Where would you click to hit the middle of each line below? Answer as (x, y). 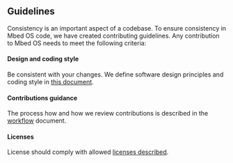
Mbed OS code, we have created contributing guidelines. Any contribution (114, 36)
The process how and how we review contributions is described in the (108, 114)
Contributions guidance (42, 98)
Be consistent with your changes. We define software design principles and (115, 75)
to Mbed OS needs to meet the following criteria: (77, 43)
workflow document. (37, 121)
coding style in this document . (50, 82)
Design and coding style (43, 59)
